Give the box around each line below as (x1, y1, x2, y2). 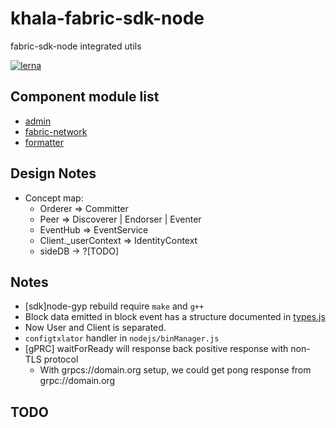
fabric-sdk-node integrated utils (10, 40, 142, 52)
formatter (24, 136, 65, 148)
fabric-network (24, 125, 88, 137)
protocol (43, 353, 79, 366)
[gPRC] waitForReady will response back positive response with (24, 343, 289, 355)
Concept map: (24, 192, 84, 204)
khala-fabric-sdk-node (10, 7, 205, 30)
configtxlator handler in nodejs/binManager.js (24, 332, 220, 344)
